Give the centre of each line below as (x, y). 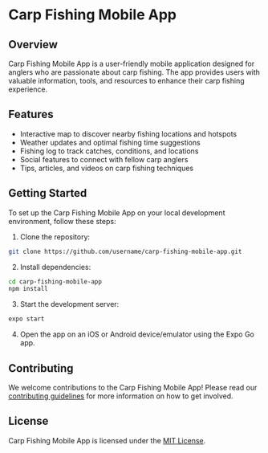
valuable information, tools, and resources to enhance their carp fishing (126, 81)
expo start (26, 319)
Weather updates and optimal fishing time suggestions (110, 142)
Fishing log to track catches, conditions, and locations (109, 151)
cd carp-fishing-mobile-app (55, 282)
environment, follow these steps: (62, 221)
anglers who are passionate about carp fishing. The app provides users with (134, 72)
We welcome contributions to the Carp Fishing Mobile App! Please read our (133, 387)
